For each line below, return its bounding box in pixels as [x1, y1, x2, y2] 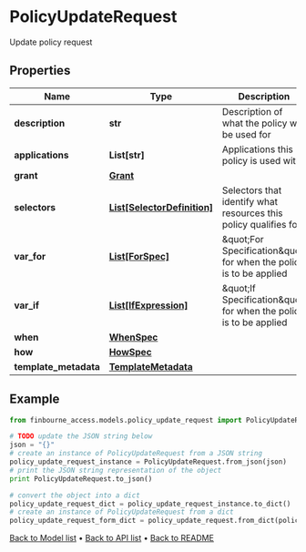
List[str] [108, 148, 145, 161]
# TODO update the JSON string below [9, 432, 153, 441]
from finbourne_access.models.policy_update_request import [9, 415, 243, 424]
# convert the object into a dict [9, 490, 141, 500]
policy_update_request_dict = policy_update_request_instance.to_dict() [9, 499, 291, 508]
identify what [221, 195, 278, 208]
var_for [14, 250, 46, 262]
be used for [221, 128, 271, 140]
